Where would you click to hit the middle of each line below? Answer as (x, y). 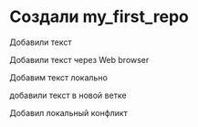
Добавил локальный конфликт (68, 112)
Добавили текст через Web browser (79, 59)
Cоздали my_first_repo (99, 17)
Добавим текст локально (58, 77)
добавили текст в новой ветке (68, 95)
